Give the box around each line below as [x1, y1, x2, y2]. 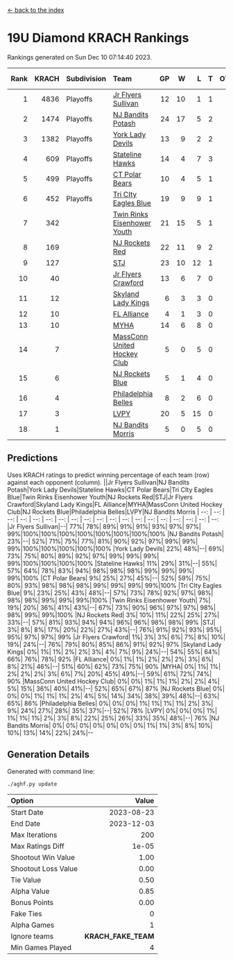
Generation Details [7, 749, 90, 761]
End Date [10, 818, 41, 828]
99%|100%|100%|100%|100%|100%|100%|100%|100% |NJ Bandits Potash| [7, 530, 224, 538]
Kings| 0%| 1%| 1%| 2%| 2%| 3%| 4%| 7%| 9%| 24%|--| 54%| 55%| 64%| [7, 648, 221, 656]
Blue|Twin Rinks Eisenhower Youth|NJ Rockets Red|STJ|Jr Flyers [7, 492, 193, 501]
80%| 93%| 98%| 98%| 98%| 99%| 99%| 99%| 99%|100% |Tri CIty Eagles [7, 581, 222, 589]
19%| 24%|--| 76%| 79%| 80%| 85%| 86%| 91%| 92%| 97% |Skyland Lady [7, 640, 222, 648]
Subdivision [66, 73, 106, 83]
